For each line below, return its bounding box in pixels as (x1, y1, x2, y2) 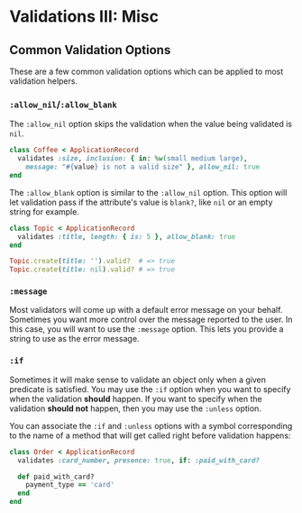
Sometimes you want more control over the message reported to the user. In (9, 314, 293, 325)
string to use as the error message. (9, 334, 140, 344)
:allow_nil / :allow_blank (9, 97, 117, 110)
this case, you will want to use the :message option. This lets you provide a (9, 324, 284, 334)
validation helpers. (9, 76, 78, 87)
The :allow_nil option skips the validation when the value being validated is (9, 119, 293, 130)
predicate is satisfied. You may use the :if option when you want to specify (9, 383, 291, 394)
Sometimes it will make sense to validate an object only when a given (9, 374, 267, 385)
